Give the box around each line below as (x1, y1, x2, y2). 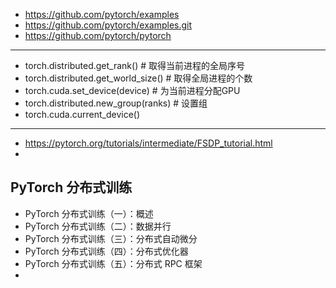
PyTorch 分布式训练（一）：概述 (24, 207, 154, 219)
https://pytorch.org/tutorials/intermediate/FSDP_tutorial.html (24, 137, 273, 149)
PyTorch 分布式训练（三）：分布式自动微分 (24, 232, 198, 244)
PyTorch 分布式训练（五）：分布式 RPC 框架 (24, 257, 203, 269)
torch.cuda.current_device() (24, 109, 141, 120)
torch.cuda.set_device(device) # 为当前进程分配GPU (24, 85, 241, 96)
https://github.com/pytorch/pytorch (24, 30, 172, 41)
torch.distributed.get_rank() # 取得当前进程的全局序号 (24, 60, 245, 71)
